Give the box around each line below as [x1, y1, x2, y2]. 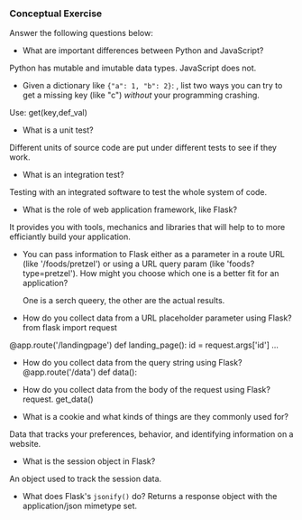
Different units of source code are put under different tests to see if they [9, 143, 278, 153]
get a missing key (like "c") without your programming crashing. [22, 89, 260, 101]
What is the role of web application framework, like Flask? [22, 204, 237, 215]
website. [9, 439, 41, 450]
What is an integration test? [22, 170, 124, 181]
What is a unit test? [22, 125, 94, 135]
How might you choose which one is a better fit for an [79, 268, 279, 279]
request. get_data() [22, 394, 94, 404]
